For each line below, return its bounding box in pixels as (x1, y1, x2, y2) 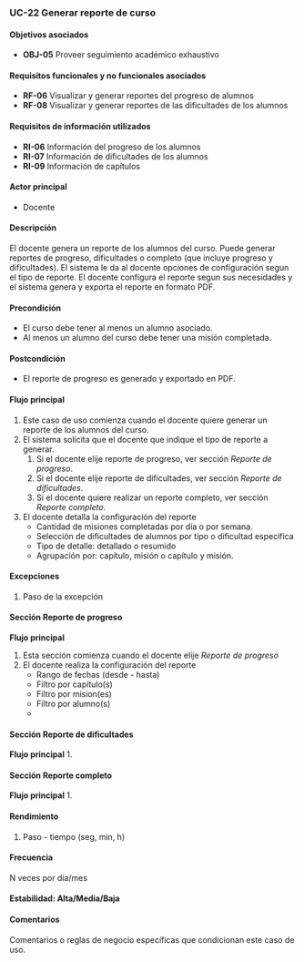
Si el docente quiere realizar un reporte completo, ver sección (35, 492, 269, 503)
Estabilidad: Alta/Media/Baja (9, 893, 120, 904)
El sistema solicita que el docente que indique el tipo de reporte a (22, 434, 269, 445)
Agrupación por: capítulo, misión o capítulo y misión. (35, 549, 234, 561)
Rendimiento (9, 811, 59, 822)
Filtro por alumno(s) (35, 698, 111, 709)
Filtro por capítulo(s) (35, 679, 114, 690)
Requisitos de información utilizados (9, 120, 151, 131)
